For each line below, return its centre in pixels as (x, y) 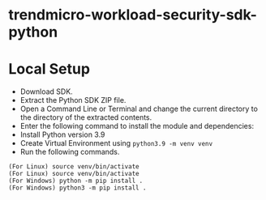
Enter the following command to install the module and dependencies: (137, 126)
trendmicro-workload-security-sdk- (133, 15)
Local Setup (49, 69)
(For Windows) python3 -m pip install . (78, 188)
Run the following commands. (70, 152)
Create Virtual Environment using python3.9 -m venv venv (116, 143)
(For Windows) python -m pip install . (76, 181)
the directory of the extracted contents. (86, 117)
